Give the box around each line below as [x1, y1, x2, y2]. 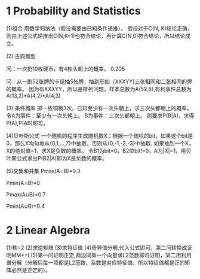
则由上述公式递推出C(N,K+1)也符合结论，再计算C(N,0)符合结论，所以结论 [6, 32, 186, 40]
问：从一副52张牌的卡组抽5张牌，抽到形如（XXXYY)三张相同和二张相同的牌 [6, 78, 192, 85]
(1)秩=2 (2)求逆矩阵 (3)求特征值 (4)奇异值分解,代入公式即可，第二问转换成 [6, 244, 187, 251]
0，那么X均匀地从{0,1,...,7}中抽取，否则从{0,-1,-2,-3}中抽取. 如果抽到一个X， [6, 139, 194, 147]
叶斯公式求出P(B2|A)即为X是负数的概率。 [6, 154, 107, 162]
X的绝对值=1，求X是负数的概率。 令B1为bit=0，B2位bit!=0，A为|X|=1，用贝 [6, 147, 192, 154]
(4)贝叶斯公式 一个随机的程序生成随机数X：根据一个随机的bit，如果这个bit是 [6, 132, 193, 139]
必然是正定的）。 [11, 266, 51, 274]
